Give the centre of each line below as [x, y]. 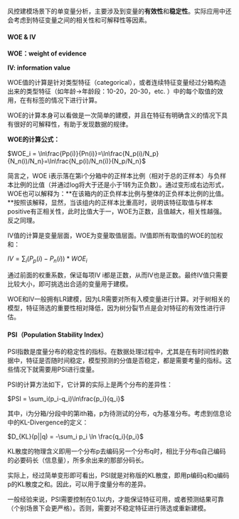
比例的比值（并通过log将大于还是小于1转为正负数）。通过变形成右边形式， [121, 185]
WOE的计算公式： [34, 140]
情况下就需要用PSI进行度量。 [55, 369]
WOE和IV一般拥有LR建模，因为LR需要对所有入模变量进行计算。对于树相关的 [119, 299]
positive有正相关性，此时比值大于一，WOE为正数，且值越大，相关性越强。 [117, 211]
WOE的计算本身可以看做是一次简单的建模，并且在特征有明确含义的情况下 [115, 115]
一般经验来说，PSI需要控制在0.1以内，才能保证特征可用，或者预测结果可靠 [116, 499]
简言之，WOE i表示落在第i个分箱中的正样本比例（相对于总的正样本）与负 [114, 176]
